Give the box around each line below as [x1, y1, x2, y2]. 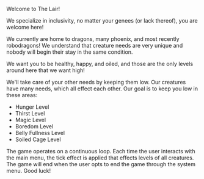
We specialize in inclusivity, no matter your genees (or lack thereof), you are [6, 17, 198, 24]
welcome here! [6, 24, 44, 31]
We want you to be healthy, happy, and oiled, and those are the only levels [6, 60, 194, 67]
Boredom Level [15, 123, 54, 130]
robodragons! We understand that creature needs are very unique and [6, 42, 183, 49]
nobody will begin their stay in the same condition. [6, 48, 133, 56]
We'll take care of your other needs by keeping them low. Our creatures [6, 79, 186, 86]
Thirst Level [15, 110, 45, 117]
